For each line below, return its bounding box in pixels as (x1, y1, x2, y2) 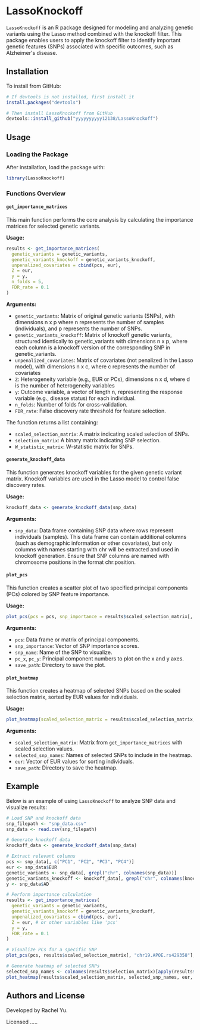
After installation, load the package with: (6, 163, 105, 170)
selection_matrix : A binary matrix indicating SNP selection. (14, 436, 161, 443)
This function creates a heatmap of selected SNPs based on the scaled (6, 687, 181, 694)
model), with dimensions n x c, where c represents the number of (14, 362, 176, 370)
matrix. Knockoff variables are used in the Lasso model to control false (6, 475, 180, 482)
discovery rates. (6, 482, 46, 489)
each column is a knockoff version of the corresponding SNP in (14, 344, 171, 351)
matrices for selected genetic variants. (6, 222, 101, 229)
